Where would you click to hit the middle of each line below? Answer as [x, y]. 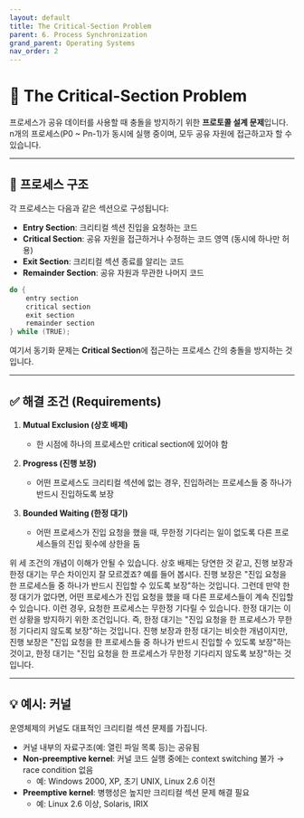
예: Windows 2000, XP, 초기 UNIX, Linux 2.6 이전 [125, 781]
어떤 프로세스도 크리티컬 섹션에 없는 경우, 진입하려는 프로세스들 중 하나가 [164, 482]
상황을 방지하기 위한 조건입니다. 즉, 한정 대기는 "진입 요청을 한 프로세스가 [147, 619]
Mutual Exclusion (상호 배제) [75, 424]
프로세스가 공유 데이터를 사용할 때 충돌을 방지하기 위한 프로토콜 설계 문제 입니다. [149, 122]
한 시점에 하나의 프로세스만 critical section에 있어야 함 [132, 443]
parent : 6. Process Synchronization [78, 34]
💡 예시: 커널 [40, 704]
